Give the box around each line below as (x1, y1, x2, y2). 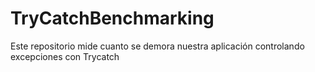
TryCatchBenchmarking (10, 7, 215, 30)
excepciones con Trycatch (10, 50, 120, 62)
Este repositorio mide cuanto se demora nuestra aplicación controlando (10, 40, 305, 52)
